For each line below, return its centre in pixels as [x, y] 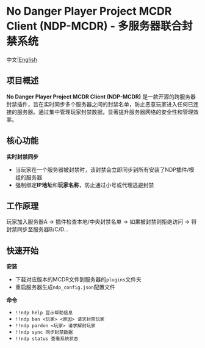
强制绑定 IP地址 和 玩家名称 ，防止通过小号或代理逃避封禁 [85, 185]
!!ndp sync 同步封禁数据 [44, 332]
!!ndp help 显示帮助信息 [44, 313]
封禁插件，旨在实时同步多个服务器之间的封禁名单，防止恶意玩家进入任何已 [100, 104]
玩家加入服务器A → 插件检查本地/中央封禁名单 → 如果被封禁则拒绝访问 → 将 [102, 222]
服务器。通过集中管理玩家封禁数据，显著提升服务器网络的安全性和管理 [105, 112]
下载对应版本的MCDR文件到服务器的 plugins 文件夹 [78, 280]
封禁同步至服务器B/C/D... [38, 229]
